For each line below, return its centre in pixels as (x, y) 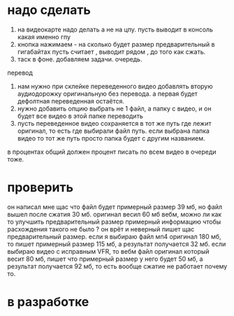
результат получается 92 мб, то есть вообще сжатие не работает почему (117, 266)
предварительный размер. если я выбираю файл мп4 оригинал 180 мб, (114, 236)
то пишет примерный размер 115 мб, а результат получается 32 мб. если (117, 244)
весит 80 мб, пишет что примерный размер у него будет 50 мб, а (105, 259)
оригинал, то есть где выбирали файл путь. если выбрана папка (113, 131)
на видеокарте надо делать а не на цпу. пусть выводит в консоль (115, 29)
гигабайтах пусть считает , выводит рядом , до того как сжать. (111, 52)
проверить (40, 188)
